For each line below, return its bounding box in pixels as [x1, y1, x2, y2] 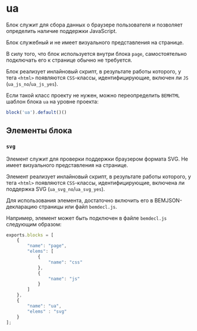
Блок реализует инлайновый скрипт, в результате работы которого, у [6, 68, 181, 75]
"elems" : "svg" [27, 308, 67, 315]
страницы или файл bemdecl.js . [38, 203, 118, 210]
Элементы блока [6, 126, 72, 136]
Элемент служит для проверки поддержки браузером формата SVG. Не [6, 155, 188, 162]
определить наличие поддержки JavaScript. [6, 27, 118, 34]
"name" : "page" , [27, 243, 67, 249]
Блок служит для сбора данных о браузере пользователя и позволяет [6, 21, 183, 28]
